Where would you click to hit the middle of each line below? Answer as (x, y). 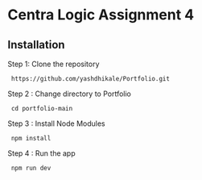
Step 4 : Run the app (41, 153)
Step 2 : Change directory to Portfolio (70, 94)
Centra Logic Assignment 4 (101, 15)
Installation (36, 45)
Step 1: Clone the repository (54, 64)
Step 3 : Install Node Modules (56, 123)
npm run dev (31, 168)
